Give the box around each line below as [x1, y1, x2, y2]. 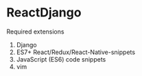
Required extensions [6, 27, 64, 36]
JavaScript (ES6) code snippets [16, 55, 106, 63]
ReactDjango [6, 5, 82, 21]
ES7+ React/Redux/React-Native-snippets [16, 48, 135, 56]
